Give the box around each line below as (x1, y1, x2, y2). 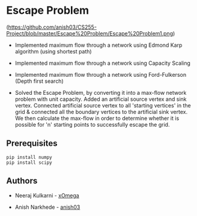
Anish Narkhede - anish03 (14, 203, 80, 211)
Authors (6, 176, 38, 186)
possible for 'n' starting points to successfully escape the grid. (14, 121, 170, 128)
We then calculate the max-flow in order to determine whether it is (14, 115, 180, 122)
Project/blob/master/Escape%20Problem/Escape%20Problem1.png (6, 29, 173, 37)
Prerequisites (6, 139, 58, 149)
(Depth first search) (14, 77, 64, 85)
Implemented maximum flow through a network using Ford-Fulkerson (14, 71, 187, 78)
